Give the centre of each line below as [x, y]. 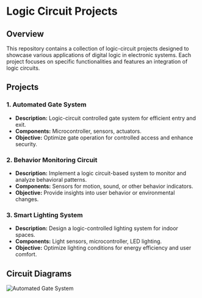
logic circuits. [23, 68]
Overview [25, 34]
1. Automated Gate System [46, 105]
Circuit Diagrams [39, 274]
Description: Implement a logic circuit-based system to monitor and [101, 173]
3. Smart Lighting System [45, 215]
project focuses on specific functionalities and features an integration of [97, 61]
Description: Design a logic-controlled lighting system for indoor [97, 228]
